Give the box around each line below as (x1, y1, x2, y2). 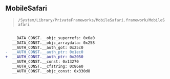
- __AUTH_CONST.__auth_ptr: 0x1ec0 (5, 49, 83, 55)
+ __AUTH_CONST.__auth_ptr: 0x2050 (5, 55, 83, 60)
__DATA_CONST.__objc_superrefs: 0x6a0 (12, 35, 95, 40)
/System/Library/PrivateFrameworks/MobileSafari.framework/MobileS (17, 17, 165, 22)
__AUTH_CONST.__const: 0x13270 (12, 59, 79, 64)
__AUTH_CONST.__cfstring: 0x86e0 (12, 64, 83, 69)
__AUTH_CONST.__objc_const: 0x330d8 (12, 68, 91, 73)
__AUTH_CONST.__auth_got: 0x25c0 (12, 45, 83, 50)
